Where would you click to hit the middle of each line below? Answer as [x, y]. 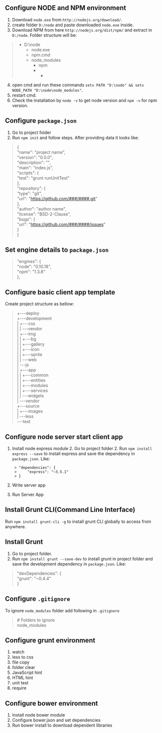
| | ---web [27, 360]
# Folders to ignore [36, 620]
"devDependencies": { [39, 573]
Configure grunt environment [50, 640]
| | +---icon [28, 349]
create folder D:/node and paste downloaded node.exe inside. [73, 25]
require [19, 688]
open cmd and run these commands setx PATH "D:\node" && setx [78, 85]
